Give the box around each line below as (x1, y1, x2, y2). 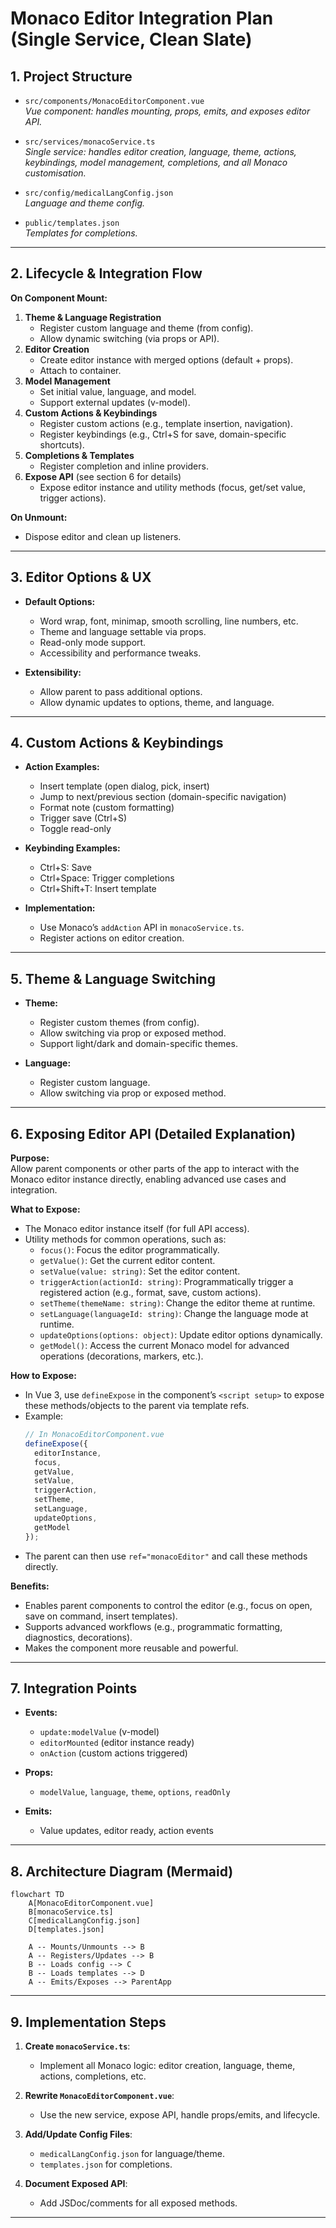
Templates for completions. (24, 227, 138, 239)
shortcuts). (39, 438, 85, 451)
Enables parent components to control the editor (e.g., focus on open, (24, 1599, 313, 1611)
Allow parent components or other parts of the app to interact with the (10, 1163, 300, 1175)
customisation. (24, 167, 87, 179)
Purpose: (10, 1152, 50, 1164)
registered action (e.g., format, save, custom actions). (39, 1287, 262, 1299)
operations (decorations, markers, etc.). (39, 1350, 204, 1362)
